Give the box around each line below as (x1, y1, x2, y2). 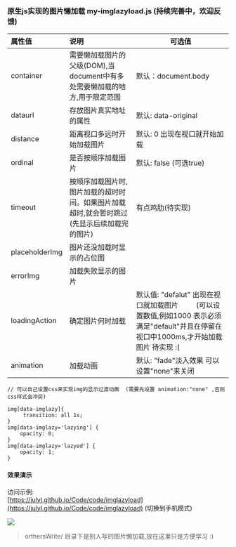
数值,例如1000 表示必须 (143, 311, 222, 321)
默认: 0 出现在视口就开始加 (136, 129, 224, 139)
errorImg (11, 271, 40, 281)
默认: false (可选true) (136, 158, 205, 168)
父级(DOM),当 (69, 61, 115, 71)
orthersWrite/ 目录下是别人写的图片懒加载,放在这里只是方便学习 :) (24, 532, 214, 540)
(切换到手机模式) (144, 503, 193, 512)
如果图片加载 (83, 198, 126, 208)
